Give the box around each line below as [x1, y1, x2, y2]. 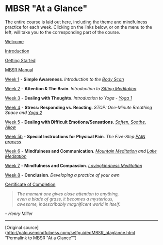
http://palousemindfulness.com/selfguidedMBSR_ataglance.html [6, 229, 135, 235]
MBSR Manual [5, 66, 33, 73]
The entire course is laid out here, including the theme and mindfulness [5, 19, 147, 25]
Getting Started [5, 57, 36, 63]
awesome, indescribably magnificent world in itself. [16, 201, 120, 207]
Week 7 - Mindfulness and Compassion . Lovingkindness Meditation [5, 163, 142, 168]
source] [23, 224, 39, 230]
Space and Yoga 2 [5, 110, 43, 115]
